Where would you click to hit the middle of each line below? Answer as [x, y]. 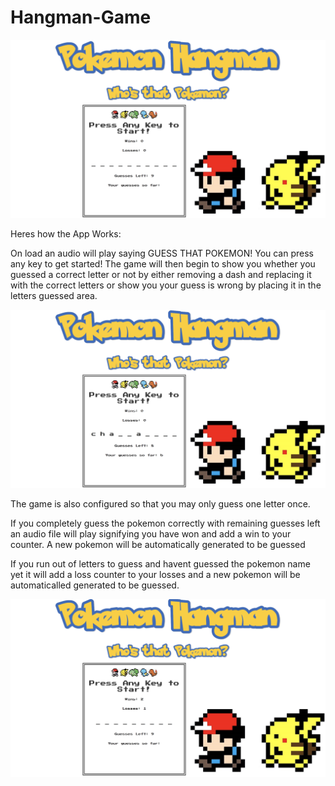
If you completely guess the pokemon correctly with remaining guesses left [165, 523]
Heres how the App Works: [66, 234]
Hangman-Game [81, 17]
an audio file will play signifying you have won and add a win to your [151, 534]
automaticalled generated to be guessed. [95, 585]
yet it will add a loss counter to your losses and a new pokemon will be [155, 575]
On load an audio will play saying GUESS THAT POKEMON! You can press [162, 253]
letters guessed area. [54, 296]
